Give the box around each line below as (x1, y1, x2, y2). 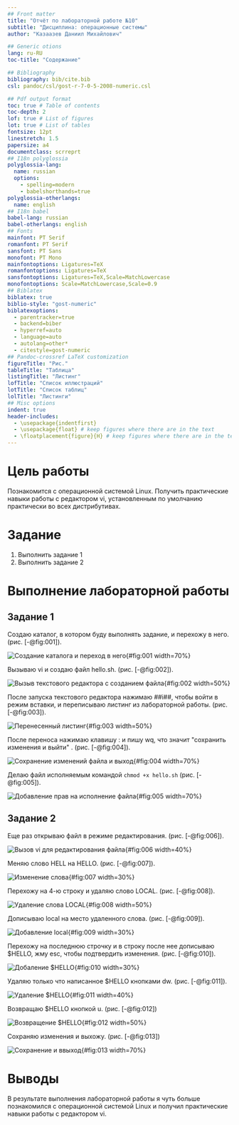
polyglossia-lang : (7, 162, 62, 169)
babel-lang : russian (7, 214, 69, 221)
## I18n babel (7, 208, 50, 215)
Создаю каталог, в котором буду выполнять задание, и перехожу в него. (7, 630, 230, 638)
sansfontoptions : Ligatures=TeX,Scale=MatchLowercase (7, 274, 171, 281)
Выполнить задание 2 (17, 558, 84, 566)
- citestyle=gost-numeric (14, 347, 91, 354)
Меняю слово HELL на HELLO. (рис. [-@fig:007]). (7, 859, 155, 867)
